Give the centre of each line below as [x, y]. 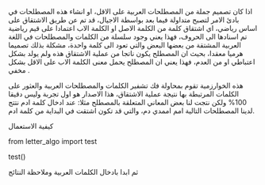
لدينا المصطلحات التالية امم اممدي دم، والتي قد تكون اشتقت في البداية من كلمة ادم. [132, 111]
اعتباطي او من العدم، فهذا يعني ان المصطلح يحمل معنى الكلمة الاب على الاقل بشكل [132, 62]
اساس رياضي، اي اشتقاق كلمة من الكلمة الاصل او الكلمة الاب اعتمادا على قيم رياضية [133, 28]
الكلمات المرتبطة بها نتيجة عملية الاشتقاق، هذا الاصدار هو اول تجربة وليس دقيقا [124, 94]
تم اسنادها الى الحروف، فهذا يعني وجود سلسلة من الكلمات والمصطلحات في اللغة [128, 36]
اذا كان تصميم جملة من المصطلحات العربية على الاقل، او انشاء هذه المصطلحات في [130, 11]
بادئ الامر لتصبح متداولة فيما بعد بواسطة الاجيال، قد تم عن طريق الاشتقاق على [124, 20]
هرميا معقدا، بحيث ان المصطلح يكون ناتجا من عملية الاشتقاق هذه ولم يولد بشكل [126, 53]
